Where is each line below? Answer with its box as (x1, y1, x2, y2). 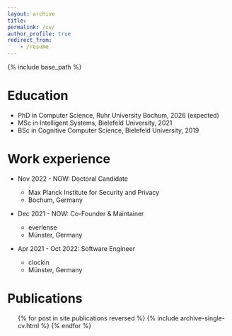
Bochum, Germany (28, 196, 83, 204)
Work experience (7, 151, 111, 167)
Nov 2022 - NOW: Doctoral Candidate (17, 174, 129, 183)
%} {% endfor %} (40, 321, 92, 330)
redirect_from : (7, 37, 52, 44)
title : (7, 17, 27, 24)
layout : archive (7, 10, 55, 18)
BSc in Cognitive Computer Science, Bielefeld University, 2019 (17, 125, 199, 135)
